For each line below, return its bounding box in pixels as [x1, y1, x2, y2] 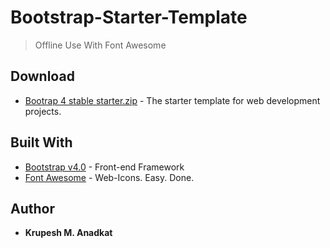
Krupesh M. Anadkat [24, 227, 113, 239]
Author [10, 200, 55, 217]
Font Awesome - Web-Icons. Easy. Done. [24, 171, 195, 183]
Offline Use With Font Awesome [34, 39, 167, 51]
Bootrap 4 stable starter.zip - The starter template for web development [24, 94, 321, 106]
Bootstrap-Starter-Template [10, 6, 248, 29]
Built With [10, 134, 73, 151]
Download [10, 68, 75, 85]
